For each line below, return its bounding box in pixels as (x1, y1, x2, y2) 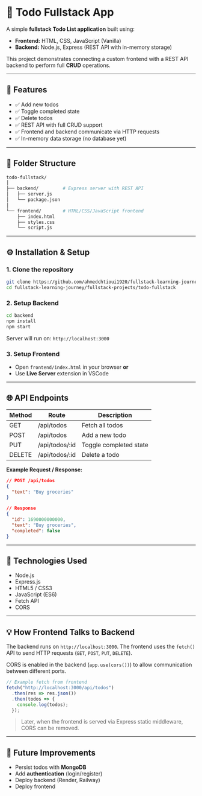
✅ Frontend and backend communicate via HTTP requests (14, 128, 160, 135)
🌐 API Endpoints (6, 393, 69, 403)
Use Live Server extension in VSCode (14, 369, 109, 377)
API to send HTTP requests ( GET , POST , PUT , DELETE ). (6, 649, 132, 657)
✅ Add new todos (14, 101, 59, 108)
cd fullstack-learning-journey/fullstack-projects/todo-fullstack (6, 284, 176, 290)
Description (98, 410, 132, 419)
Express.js (14, 578, 41, 585)
